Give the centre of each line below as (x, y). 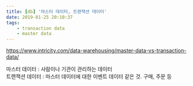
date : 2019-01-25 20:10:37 (39, 17)
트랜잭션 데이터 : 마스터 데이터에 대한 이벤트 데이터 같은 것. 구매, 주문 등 (89, 77)
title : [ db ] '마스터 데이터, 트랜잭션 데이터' (57, 12)
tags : (13, 23)
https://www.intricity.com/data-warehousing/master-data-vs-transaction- (96, 50)
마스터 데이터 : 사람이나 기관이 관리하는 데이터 (59, 69)
